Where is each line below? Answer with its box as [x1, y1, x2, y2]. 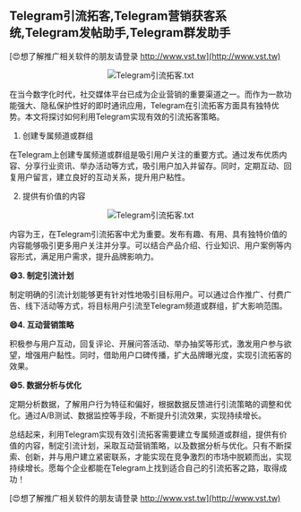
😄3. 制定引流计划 [9, 269, 74, 280]
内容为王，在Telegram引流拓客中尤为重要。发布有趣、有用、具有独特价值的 [9, 228, 288, 239]
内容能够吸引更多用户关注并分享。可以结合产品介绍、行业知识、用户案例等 [9, 240, 284, 251]
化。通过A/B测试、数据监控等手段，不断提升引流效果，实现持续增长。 [9, 410, 267, 421]
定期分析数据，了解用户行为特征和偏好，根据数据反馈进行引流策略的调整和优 [9, 398, 292, 409]
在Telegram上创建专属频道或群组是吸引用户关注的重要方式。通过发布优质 [9, 149, 279, 159]
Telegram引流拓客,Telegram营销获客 [9, 8, 215, 24]
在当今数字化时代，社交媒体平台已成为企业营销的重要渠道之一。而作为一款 [9, 89, 284, 99]
